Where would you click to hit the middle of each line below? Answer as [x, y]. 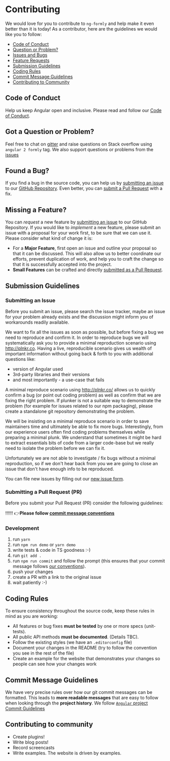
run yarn [21, 539]
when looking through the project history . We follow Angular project [77, 703]
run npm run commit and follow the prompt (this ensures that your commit [89, 561]
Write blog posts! [30, 742]
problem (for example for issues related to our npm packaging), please [79, 406]
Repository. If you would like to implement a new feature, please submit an [83, 228]
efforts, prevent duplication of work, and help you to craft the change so [88, 259]
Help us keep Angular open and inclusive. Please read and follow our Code [83, 110]
